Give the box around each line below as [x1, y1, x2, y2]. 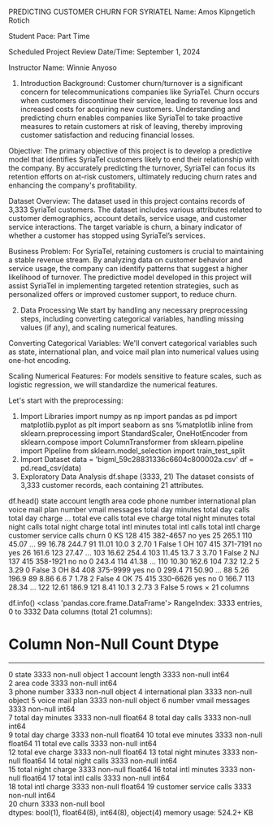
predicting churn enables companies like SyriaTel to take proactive [19, 113, 244, 123]
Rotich [8, 15, 30, 25]
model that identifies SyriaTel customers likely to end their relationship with [8, 154, 260, 164]
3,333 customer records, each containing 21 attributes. [19, 481, 205, 490]
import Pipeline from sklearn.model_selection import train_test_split [19, 446, 245, 456]
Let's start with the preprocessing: [8, 395, 123, 405]
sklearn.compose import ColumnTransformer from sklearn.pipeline [19, 438, 244, 447]
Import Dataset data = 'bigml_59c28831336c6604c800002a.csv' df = [19, 455, 254, 464]
